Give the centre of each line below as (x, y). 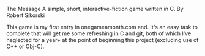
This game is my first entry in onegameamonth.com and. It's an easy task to (102, 27)
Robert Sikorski (25, 15)
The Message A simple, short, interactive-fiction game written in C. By (95, 9)
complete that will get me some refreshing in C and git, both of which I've (99, 33)
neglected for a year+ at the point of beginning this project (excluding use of (102, 40)
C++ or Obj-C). (25, 46)
